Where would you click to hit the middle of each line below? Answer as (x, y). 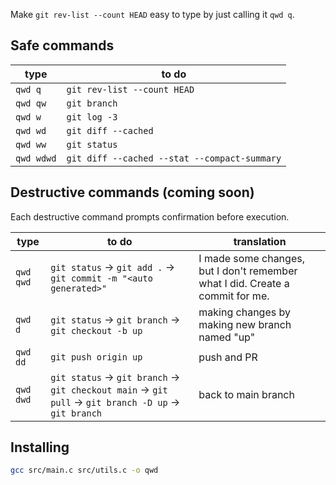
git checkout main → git (109, 389)
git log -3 (92, 117)
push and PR (228, 357)
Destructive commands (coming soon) (132, 192)
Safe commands (62, 45)
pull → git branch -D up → (115, 402)
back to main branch (246, 394)
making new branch (245, 324)
